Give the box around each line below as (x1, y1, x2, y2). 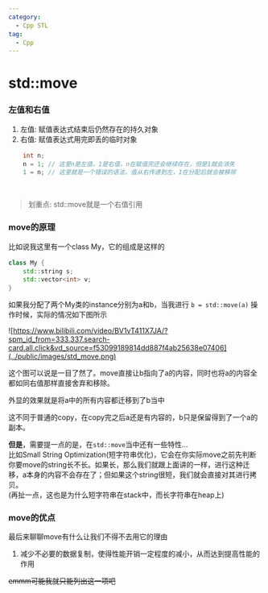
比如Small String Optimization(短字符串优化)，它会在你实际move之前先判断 (8, 450, 257, 459)
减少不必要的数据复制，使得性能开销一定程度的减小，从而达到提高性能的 (19, 549, 260, 559)
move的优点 (8, 512, 56, 524)
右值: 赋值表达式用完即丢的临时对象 (19, 134, 138, 144)
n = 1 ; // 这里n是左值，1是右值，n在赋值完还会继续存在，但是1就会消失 (23, 160, 235, 168)
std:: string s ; (23, 267, 74, 276)
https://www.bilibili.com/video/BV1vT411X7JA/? (13, 326, 168, 336)
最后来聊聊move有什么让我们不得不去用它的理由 (8, 532, 168, 541)
